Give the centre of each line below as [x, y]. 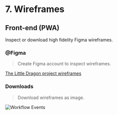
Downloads [19, 86]
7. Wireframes [35, 9]
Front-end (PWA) [32, 28]
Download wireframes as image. [51, 97]
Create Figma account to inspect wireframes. [64, 64]
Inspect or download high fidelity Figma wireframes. [59, 40]
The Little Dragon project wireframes [43, 73]
